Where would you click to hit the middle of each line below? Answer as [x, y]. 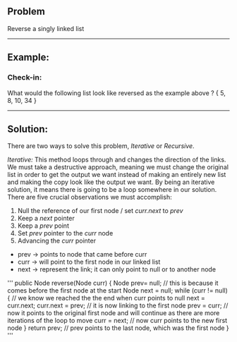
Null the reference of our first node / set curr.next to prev [100, 211]
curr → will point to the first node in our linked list [89, 262]
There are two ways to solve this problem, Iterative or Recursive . [101, 146]
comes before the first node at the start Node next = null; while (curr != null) [117, 291]
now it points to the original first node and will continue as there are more [114, 313]
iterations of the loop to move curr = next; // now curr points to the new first [117, 321]
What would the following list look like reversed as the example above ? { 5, [116, 93]
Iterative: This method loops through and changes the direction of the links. [117, 160]
